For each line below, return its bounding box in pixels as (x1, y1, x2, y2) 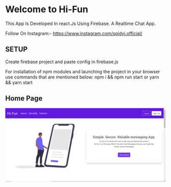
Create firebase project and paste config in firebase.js (5, 59, 119, 65)
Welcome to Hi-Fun (5, 4, 89, 15)
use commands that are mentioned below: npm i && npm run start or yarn (5, 74, 159, 80)
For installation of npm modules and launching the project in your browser (5, 68, 160, 74)
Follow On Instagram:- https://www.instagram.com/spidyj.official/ (5, 30, 142, 36)
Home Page (5, 94, 43, 103)
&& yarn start (5, 79, 33, 85)
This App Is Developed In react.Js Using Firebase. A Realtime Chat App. (5, 20, 156, 26)
